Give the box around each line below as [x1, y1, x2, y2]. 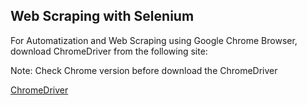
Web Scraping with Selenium [10, 8, 195, 25]
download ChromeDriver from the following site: [10, 45, 208, 57]
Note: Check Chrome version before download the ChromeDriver [10, 64, 278, 76]
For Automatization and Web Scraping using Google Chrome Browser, [10, 34, 298, 46]
